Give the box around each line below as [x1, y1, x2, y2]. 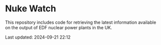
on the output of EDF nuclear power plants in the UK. [5, 24, 112, 30]
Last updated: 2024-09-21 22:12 [5, 34, 71, 40]
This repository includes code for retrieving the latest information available [5, 19, 157, 25]
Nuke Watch [5, 3, 57, 14]
